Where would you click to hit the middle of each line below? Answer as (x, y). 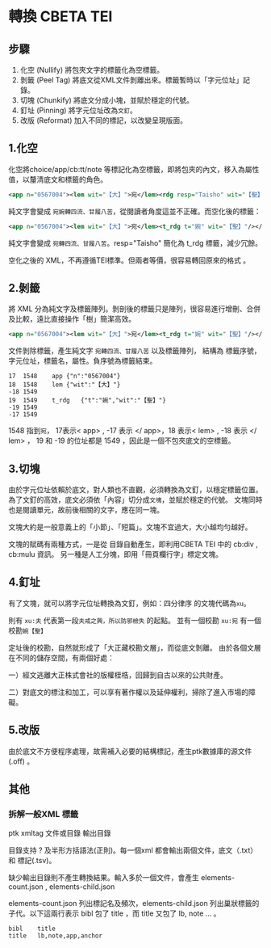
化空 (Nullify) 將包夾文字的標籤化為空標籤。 (92, 70)
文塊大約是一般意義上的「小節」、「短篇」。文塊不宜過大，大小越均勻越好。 (130, 527)
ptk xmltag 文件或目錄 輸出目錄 (60, 833)
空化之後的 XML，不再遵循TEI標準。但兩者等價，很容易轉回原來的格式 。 (129, 260)
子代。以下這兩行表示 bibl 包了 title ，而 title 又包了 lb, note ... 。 (115, 913)
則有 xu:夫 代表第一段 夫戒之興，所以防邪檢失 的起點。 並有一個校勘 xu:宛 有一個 (135, 620)
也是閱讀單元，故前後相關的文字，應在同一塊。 (86, 510)
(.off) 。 (21, 761)
